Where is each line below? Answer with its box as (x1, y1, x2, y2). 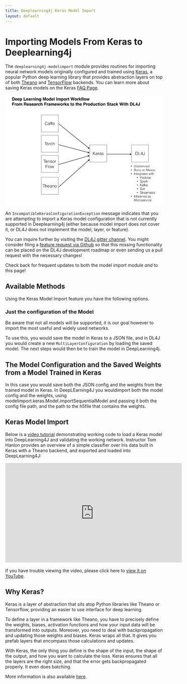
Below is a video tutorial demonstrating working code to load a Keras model (5, 431, 162, 437)
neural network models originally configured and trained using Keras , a (5, 69, 153, 75)
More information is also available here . (5, 673, 87, 679)
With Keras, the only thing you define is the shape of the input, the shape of (5, 648, 162, 654)
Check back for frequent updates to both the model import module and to (5, 262, 158, 268)
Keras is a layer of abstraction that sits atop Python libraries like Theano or (5, 601, 160, 607)
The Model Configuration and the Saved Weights (5, 360, 162, 369)
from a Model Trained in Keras (5, 368, 102, 377)
